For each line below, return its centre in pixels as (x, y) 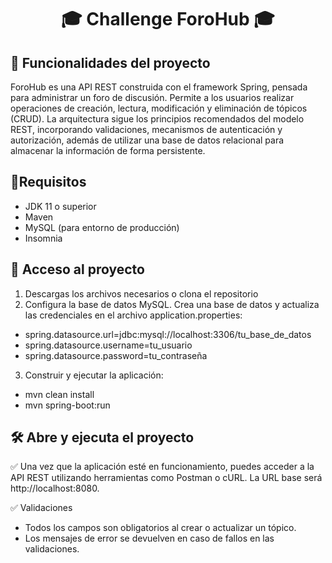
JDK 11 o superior (60, 206)
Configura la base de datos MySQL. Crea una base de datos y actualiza (172, 304)
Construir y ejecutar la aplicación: (94, 375)
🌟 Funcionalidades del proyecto (110, 62)
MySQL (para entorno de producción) (102, 227)
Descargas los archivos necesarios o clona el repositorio (141, 293)
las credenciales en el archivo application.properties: (133, 315)
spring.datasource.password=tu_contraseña (116, 355)
